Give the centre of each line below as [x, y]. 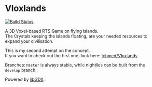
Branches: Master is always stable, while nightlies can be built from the [75, 65]
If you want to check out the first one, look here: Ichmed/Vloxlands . [72, 55]
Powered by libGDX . [25, 79]
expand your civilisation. [29, 41]
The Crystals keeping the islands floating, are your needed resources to [76, 36]
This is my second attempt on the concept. [48, 50]
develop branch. [21, 70]
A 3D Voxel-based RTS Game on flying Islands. [52, 31]
